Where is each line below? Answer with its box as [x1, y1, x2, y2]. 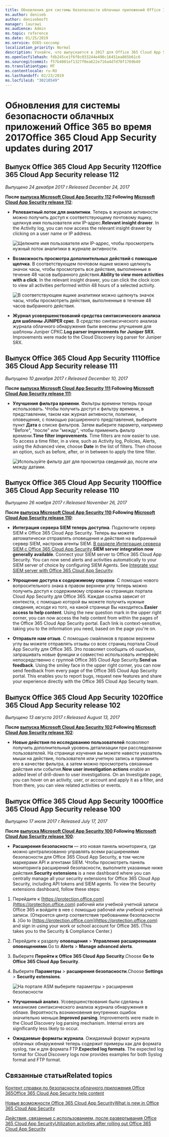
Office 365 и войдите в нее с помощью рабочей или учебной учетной [12, 907, 162, 913]
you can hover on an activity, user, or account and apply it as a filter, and [12, 777, 163, 783]
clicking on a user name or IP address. [12, 230, 92, 236]
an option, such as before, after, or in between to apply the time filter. [12, 448, 156, 455]
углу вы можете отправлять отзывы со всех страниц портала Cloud [12, 641, 158, 647]
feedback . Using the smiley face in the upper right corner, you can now [12, 662, 161, 669]
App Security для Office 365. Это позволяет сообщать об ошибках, [12, 646, 156, 652]
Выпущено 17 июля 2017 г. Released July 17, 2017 [5, 818, 108, 824]
